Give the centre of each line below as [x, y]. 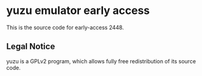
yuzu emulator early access [78, 11]
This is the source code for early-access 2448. [65, 27]
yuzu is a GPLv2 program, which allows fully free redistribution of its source [101, 61]
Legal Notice [31, 47]
